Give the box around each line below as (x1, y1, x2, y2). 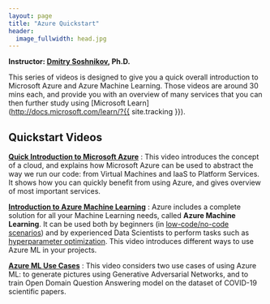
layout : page (8, 11, 53, 20)
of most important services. (8, 186, 101, 196)
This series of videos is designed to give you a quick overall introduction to (8, 72, 259, 82)
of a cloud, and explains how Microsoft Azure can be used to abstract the (8, 161, 254, 170)
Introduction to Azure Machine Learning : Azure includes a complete (8, 202, 242, 212)
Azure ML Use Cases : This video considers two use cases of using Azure (8, 261, 257, 271)
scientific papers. (8, 287, 66, 297)
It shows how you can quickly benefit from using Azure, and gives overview (8, 178, 261, 187)
